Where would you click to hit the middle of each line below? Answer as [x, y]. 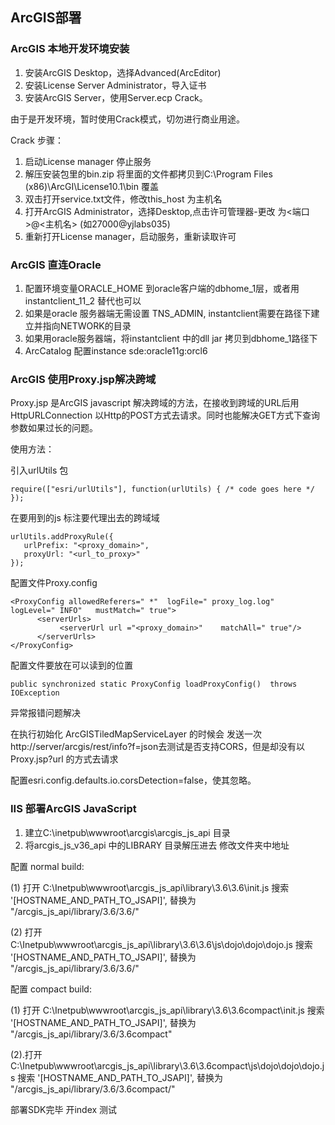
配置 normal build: [47, 866]
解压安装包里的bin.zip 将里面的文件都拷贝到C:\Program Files [148, 174]
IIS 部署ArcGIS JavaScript [73, 809]
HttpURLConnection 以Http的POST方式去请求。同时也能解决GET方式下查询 [165, 415]
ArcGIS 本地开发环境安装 [70, 49]
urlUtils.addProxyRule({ [62, 537]
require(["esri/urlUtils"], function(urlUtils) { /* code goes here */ [162, 489]
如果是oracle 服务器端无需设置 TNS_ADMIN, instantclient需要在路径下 [168, 313]
